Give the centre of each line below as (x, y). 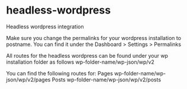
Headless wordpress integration (45, 27)
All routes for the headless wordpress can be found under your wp (87, 55)
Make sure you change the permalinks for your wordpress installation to (94, 38)
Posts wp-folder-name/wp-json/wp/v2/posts (107, 80)
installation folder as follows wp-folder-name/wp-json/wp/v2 (80, 62)
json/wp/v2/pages (28, 80)
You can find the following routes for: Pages (60, 73)
